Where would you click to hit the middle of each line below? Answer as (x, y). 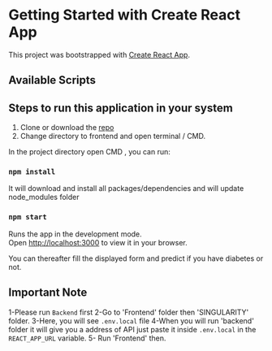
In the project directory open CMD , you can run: (89, 152)
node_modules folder (44, 197)
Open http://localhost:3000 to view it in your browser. (98, 242)
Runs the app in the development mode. (75, 234)
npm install (32, 172)
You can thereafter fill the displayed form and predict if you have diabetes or (136, 258)
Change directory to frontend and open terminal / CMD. (113, 136)
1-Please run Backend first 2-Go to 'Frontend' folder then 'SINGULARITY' (129, 312)
